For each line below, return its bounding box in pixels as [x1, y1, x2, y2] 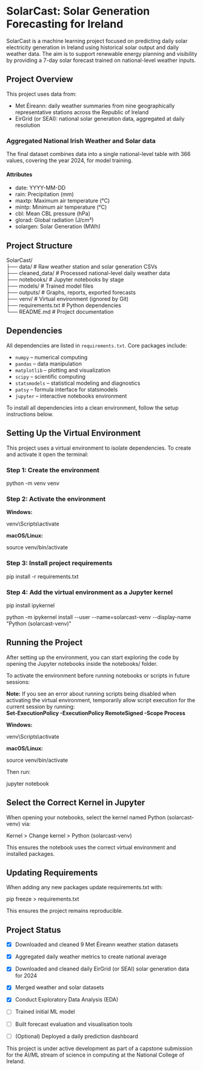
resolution [15, 121, 41, 129]
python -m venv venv [6, 479, 59, 487]
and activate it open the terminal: [6, 450, 89, 458]
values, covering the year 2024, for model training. [6, 157, 133, 164]
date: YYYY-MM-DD [15, 184, 66, 192]
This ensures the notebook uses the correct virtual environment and [6, 844, 176, 851]
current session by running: [6, 703, 75, 710]
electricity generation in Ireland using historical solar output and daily [6, 44, 179, 51]
